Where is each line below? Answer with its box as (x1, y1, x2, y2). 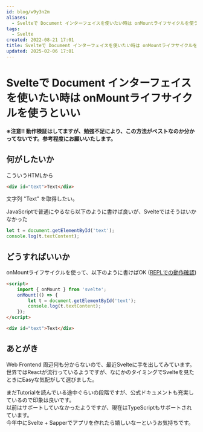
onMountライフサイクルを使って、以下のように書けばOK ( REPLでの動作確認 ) (6, 268, 197, 276)
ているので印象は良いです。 (6, 396, 75, 404)
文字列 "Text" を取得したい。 (6, 195, 79, 202)
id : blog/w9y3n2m (6, 8, 50, 15)
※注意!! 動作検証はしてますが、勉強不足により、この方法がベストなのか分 (6, 127, 190, 135)
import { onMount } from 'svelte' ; (17, 286, 107, 292)
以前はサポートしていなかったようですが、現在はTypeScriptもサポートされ (6, 404, 192, 411)
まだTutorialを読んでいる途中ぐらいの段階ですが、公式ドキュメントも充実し (6, 388, 195, 396)
